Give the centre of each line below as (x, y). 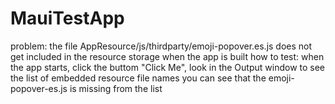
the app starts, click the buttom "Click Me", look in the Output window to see (168, 67)
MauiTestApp (67, 18)
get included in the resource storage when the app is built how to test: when (167, 56)
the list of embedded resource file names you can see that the (138, 78)
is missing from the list (116, 88)
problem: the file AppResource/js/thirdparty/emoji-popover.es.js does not (161, 46)
